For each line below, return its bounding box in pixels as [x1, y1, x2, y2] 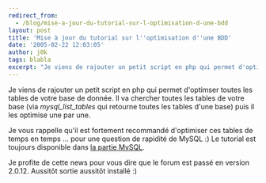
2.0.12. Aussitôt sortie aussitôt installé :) [8, 166, 137, 175]
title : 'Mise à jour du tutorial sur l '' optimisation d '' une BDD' [8, 33, 232, 42]
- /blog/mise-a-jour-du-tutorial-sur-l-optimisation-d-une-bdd [15, 19, 228, 27]
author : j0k [8, 48, 47, 56]
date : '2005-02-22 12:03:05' [8, 41, 104, 49]
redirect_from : [8, 11, 59, 20]
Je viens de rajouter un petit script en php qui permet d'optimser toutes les [8, 85, 253, 94]
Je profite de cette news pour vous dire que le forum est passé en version [8, 158, 249, 167]
